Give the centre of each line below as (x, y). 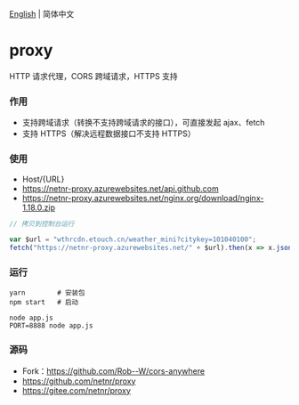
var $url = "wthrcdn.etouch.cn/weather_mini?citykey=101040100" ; (133, 239)
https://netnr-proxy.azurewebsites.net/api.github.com (121, 188)
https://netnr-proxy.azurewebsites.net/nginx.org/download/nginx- (143, 198)
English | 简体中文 (42, 14)
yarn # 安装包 (47, 293)
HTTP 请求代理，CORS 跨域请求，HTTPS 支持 (93, 76)
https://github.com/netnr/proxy (79, 381)
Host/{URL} (43, 179)
